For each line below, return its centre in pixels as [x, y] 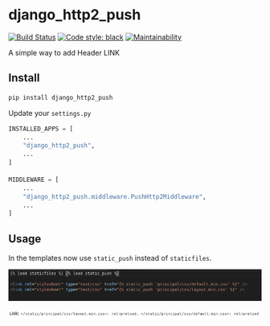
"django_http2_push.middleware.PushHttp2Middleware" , [115, 196]
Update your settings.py [50, 113]
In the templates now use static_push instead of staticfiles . [110, 258]
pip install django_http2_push [61, 97]
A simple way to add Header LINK [64, 52]
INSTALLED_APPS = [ [41, 129]
